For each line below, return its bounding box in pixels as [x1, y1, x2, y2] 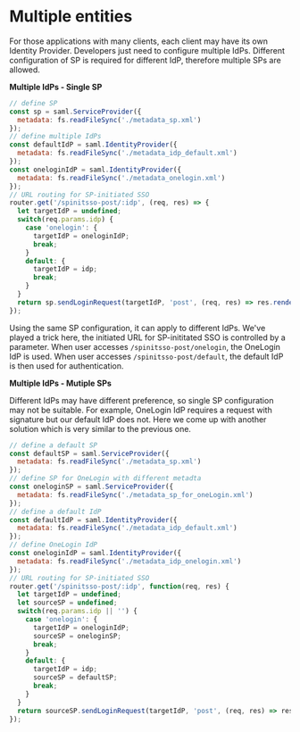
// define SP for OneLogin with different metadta [9, 474, 202, 483]
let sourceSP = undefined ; [17, 598, 118, 608]
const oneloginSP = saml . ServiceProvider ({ [9, 482, 174, 492]
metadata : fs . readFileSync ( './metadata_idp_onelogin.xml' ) [17, 556, 242, 566]
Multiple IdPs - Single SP [9, 81, 103, 92]
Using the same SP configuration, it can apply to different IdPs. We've [9, 322, 266, 333]
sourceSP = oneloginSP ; [32, 631, 122, 640]
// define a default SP [9, 440, 98, 450]
